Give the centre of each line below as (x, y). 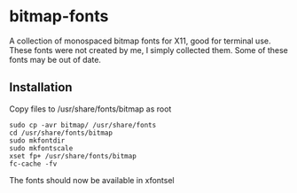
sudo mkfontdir (37, 140)
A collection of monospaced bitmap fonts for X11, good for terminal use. (140, 41)
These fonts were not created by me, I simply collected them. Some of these (148, 50)
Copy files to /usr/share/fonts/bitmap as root (90, 109)
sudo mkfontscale (41, 148)
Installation (41, 87)
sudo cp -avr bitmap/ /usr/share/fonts (83, 125)
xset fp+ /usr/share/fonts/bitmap (73, 156)
